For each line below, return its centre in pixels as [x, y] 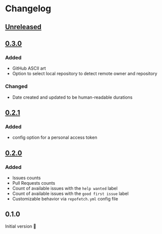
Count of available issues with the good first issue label [70, 194]
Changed [17, 86]
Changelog [28, 9]
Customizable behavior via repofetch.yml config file [65, 198]
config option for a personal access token [55, 137]
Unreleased [23, 27]
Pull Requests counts [34, 183]
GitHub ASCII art [29, 68]
